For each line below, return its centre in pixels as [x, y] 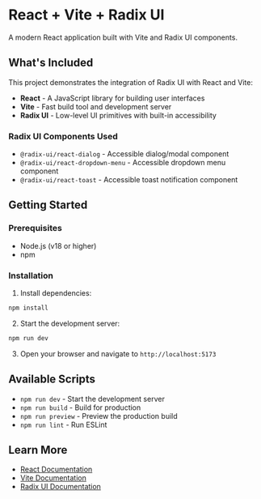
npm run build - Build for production [80, 407]
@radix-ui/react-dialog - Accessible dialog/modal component [124, 154]
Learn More [38, 450]
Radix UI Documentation [60, 487]
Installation [31, 275]
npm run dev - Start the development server [93, 399]
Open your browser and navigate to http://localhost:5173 [118, 353]
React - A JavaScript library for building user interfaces [112, 98]
